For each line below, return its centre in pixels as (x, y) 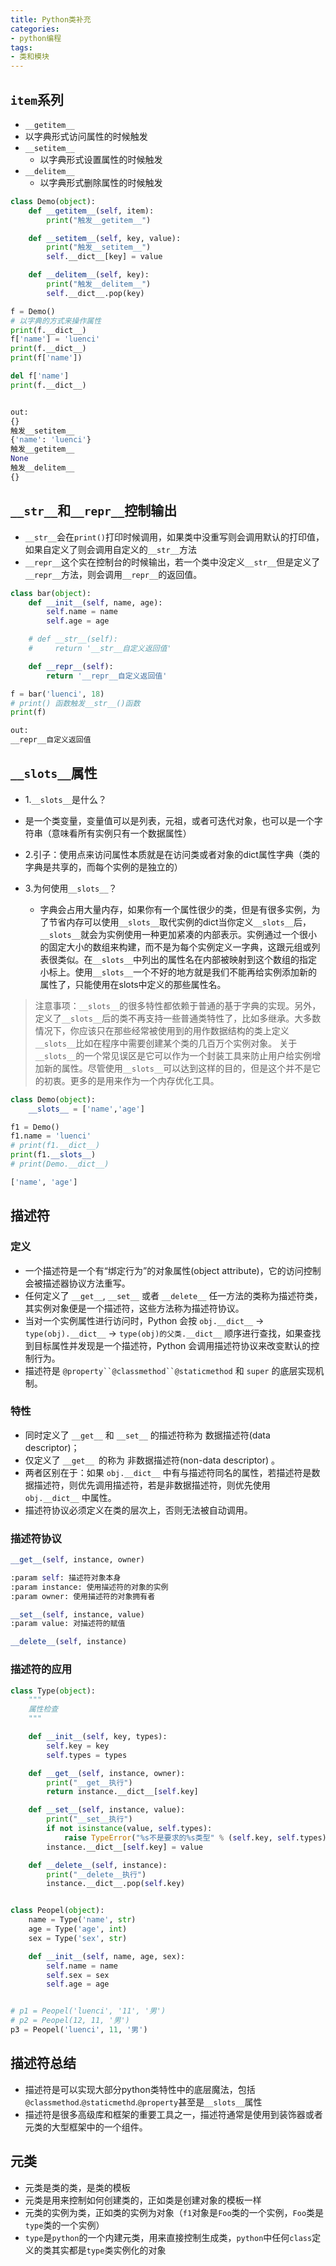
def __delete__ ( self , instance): (98, 1865)
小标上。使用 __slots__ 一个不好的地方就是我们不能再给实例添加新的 (178, 972)
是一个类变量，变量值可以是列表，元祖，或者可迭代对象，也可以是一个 (169, 820)
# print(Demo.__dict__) (60, 1164)
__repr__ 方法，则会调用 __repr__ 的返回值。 (113, 574)
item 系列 (37, 99)
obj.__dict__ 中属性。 (70, 1497)
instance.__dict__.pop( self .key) (116, 1884)
